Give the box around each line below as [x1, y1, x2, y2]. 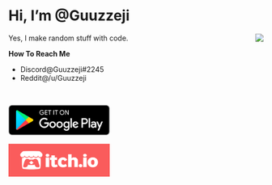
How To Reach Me [8, 48, 70, 58]
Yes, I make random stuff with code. [8, 33, 129, 43]
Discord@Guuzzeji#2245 [19, 64, 104, 74]
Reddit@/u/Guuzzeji [19, 73, 87, 82]
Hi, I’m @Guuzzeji [8, 6, 130, 25]
